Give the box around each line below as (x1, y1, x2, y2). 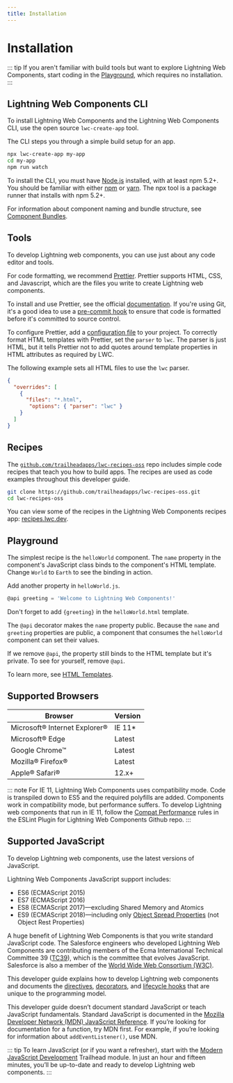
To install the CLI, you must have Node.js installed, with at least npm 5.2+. (7, 177, 219, 184)
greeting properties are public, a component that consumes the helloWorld (7, 629, 223, 637)
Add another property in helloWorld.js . (7, 581, 120, 590)
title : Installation (7, 10, 67, 17)
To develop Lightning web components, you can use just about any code (7, 250, 216, 259)
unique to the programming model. (7, 989, 106, 997)
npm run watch (7, 164, 49, 171)
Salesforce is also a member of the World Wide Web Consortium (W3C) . (7, 961, 214, 969)
